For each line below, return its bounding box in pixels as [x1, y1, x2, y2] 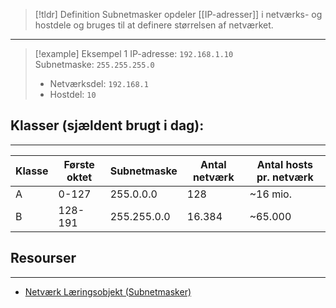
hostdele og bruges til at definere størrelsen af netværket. [34, 19, 274, 31]
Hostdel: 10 [49, 89, 97, 100]
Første [63, 157, 95, 171]
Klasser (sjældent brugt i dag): [10, 117, 205, 134]
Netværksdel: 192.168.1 [49, 78, 149, 89]
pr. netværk [256, 170, 314, 184]
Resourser [10, 250, 77, 267]
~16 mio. [249, 187, 292, 201]
